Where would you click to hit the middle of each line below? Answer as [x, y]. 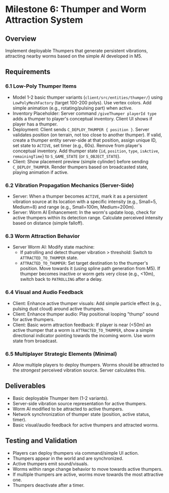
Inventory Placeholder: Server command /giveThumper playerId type [84, 113]
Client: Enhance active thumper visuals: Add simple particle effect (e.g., [87, 303]
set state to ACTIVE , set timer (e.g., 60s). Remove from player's [77, 145]
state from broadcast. [35, 341]
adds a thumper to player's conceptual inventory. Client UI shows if [82, 118]
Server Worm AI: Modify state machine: [53, 247]
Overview [21, 39]
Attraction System [44, 20]
